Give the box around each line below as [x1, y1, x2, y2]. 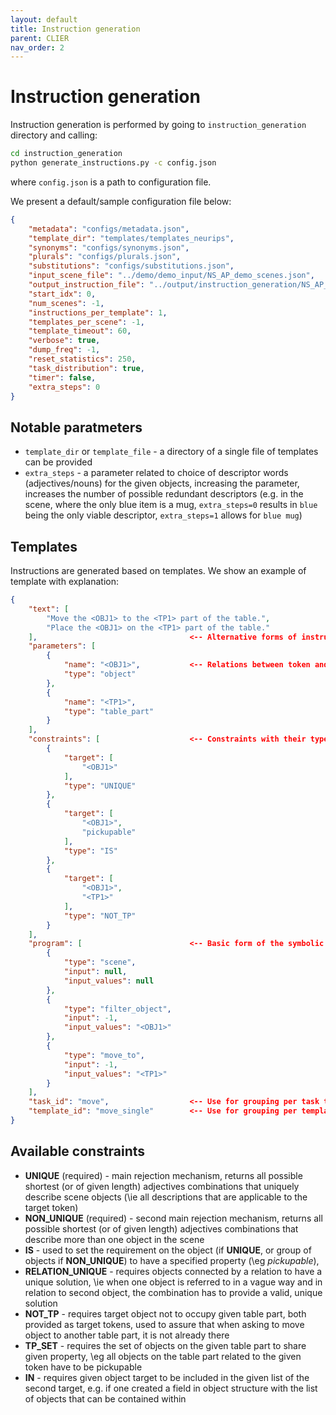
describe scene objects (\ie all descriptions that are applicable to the [24, 1191, 308, 1203]
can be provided [24, 456, 93, 468]
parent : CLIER [10, 33, 70, 43]
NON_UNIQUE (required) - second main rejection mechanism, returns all [24, 1212, 323, 1224]
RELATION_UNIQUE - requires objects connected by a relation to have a [24, 1265, 323, 1277]
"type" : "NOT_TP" [63, 911, 137, 921]
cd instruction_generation [10, 149, 123, 159]
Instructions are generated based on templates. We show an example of [10, 565, 307, 577]
